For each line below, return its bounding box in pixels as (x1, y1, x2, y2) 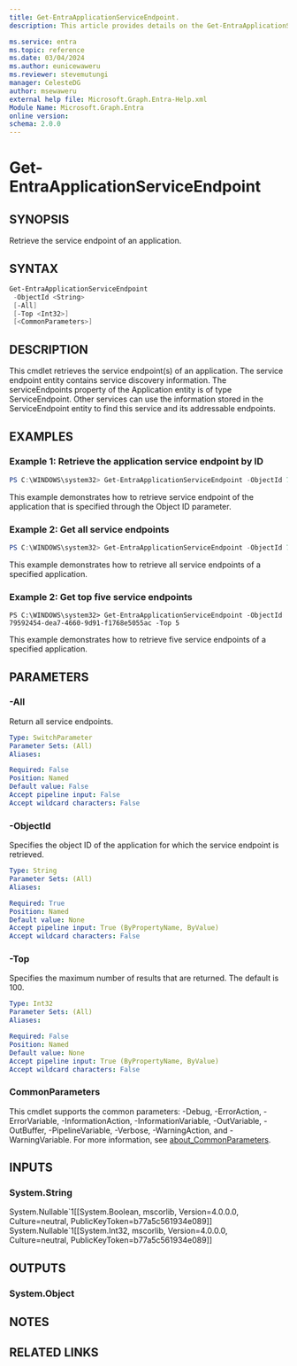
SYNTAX (9, 261, 59, 276)
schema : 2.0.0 (9, 120, 62, 129)
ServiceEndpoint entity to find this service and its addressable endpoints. (9, 403, 276, 414)
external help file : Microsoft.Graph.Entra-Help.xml (9, 95, 208, 104)
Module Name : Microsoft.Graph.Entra (9, 103, 144, 112)
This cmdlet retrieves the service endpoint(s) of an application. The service (9, 365, 284, 377)
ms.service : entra (9, 37, 77, 46)
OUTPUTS (9, 1261, 66, 1276)
